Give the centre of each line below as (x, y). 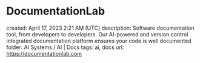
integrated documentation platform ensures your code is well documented (99, 41)
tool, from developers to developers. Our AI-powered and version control (97, 34)
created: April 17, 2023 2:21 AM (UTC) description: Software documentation (100, 28)
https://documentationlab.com (44, 53)
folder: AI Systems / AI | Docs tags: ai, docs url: (65, 47)
